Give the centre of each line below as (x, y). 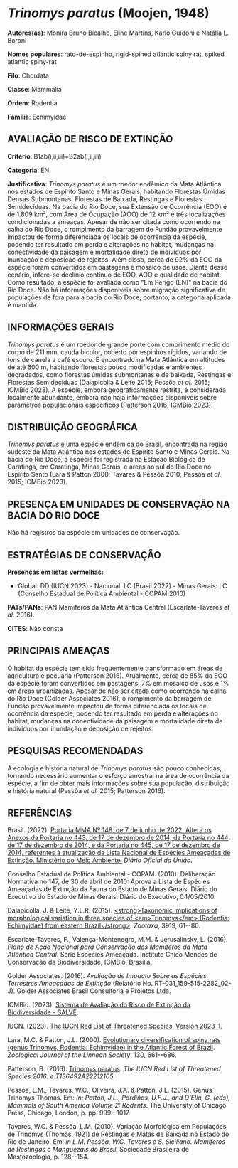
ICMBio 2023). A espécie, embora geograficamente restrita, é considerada (117, 390)
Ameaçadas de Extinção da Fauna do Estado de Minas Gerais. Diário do (113, 889)
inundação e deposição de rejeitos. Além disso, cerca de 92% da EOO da (115, 259)
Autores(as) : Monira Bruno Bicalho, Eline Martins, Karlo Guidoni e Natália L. (118, 33)
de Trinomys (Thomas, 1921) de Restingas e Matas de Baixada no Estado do (118, 1134)
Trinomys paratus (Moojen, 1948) (108, 13)
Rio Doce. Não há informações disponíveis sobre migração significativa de (117, 290)
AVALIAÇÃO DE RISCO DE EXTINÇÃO (90, 139)
